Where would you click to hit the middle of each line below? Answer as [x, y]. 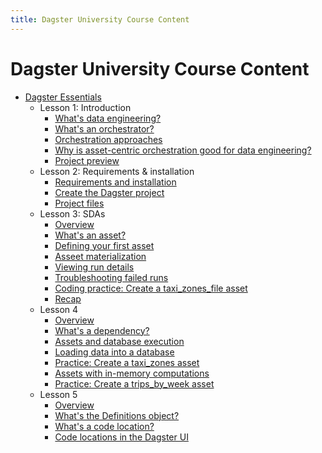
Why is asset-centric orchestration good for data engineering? [183, 150]
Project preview [87, 160]
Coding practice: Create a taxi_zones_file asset [151, 288]
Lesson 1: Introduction [85, 107]
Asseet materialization [100, 256]
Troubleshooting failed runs [111, 277]
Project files [79, 203]
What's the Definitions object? [117, 415]
